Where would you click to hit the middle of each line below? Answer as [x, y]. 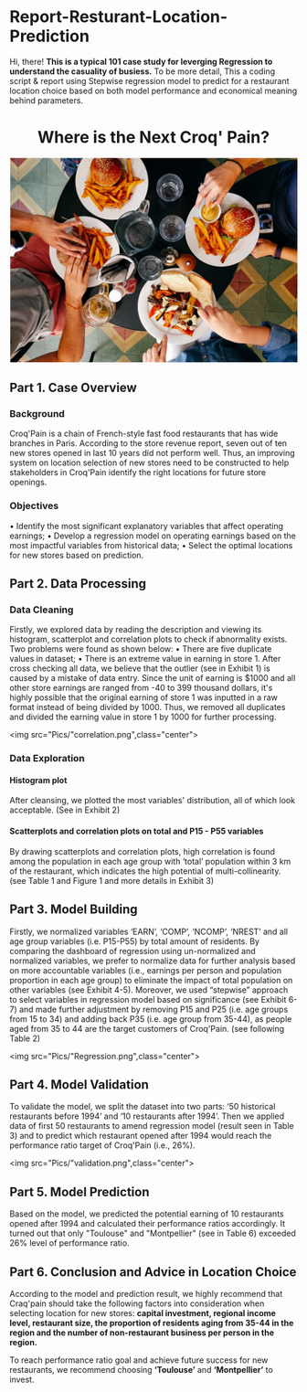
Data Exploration [47, 759]
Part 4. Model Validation [79, 1084]
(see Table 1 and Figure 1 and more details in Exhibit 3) [112, 880]
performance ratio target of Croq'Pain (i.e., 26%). [102, 1145]
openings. [28, 483]
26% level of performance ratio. [69, 1243]
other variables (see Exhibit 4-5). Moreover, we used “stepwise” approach [149, 990]
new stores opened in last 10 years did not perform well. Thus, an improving [152, 453]
